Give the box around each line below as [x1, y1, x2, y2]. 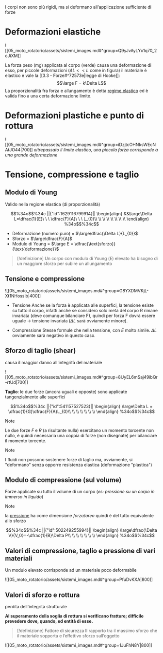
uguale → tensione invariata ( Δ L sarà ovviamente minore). [12, 317, 128, 323]
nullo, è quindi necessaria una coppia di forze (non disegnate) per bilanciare [5, 432, 157, 438]
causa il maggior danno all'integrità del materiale [5, 359, 102, 365]
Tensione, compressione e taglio [5, 169, 139, 180]
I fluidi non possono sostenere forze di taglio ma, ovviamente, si [5, 456, 133, 462]
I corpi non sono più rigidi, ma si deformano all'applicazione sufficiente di [5, 4, 152, 10]
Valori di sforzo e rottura [5, 591, 80, 599]
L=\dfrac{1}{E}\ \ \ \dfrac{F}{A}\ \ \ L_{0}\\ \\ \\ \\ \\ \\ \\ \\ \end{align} [14, 216, 149, 222]
